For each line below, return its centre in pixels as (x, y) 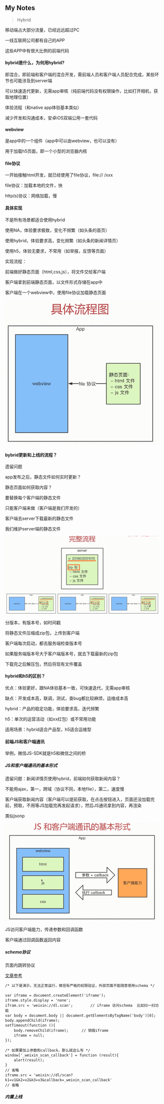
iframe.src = (18, 1075)
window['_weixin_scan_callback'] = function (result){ (62, 1055)
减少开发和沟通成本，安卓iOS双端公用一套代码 (51, 118)
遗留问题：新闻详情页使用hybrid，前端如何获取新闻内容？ (63, 779)
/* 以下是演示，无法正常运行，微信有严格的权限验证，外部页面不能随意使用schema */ (80, 986)
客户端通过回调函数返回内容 (33, 940)
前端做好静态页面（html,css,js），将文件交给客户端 (55, 272)
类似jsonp (15, 816)
